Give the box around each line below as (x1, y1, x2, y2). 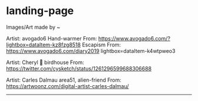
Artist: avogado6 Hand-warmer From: (6, 35, 97, 42)
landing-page (6, 4, 74, 18)
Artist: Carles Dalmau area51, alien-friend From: (6, 76, 122, 83)
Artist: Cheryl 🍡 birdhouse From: (6, 59, 84, 66)
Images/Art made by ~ (6, 23, 61, 31)
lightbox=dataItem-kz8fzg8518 (6, 41, 81, 48)
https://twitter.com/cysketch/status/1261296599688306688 (6, 65, 152, 72)
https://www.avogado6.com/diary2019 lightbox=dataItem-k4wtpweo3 (6, 47, 176, 54)
